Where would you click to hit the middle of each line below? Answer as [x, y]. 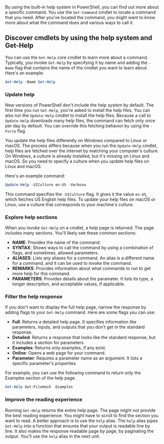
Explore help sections [31, 217]
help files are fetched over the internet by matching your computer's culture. [82, 150]
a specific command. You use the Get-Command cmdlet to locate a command [81, 12]
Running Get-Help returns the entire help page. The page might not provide [81, 410]
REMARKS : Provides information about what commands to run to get [82, 269]
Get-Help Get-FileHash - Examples [39, 387]
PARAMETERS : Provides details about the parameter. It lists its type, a [82, 279]
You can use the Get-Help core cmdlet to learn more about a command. [77, 57]
